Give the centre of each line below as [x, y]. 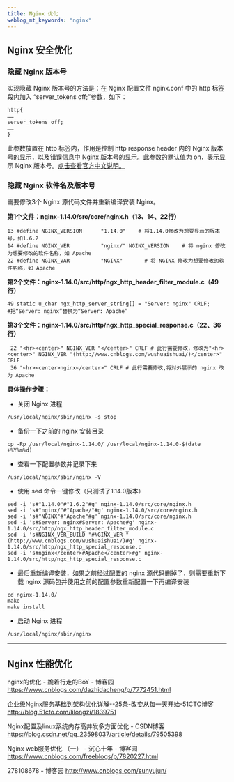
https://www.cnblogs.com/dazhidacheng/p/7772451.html [89, 690]
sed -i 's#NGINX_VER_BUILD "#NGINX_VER [65, 535]
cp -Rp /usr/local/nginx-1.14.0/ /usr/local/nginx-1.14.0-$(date [104, 444]
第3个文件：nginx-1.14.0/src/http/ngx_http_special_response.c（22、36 [114, 325]
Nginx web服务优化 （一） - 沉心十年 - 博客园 [72, 749]
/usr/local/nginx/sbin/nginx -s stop [62, 417]
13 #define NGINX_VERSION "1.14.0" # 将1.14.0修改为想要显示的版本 [114, 231]
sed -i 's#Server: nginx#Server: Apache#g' [71, 523]
